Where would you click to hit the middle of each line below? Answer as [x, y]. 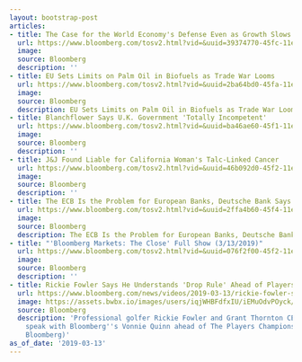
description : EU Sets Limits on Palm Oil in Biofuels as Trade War [147, 110]
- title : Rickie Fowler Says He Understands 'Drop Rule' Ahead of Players [152, 285]
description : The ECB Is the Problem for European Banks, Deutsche [147, 234]
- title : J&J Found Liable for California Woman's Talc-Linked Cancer [144, 159]
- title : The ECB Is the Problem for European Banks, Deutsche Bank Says [151, 202]
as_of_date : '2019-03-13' [58, 343]
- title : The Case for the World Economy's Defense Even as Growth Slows [151, 34]
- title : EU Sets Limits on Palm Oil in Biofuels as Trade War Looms [142, 76]
